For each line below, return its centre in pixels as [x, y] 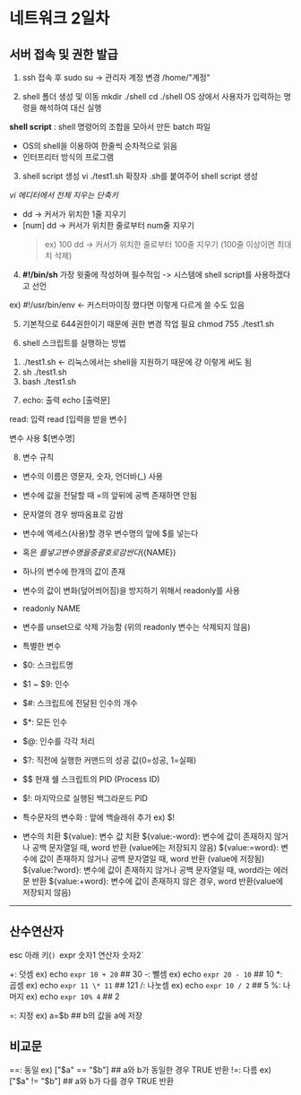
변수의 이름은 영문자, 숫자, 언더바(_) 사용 [93, 476]
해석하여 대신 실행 [70, 108]
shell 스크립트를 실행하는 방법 [74, 343]
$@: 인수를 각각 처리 [59, 741]
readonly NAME [51, 608]
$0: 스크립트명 [47, 665]
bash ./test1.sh [49, 381]
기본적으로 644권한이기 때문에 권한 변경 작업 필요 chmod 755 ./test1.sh [148, 324]
